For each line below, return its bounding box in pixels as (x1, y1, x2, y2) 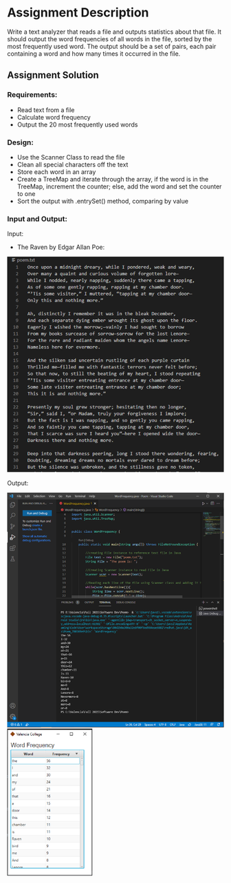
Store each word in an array (16, 167, 96, 176)
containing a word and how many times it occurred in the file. (7, 50, 181, 58)
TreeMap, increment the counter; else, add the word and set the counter (16, 182, 222, 190)
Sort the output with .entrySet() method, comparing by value (16, 197, 189, 205)
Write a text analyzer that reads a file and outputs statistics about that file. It (7, 28, 222, 36)
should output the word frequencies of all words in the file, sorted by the (7, 34, 212, 43)
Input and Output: (7, 214, 67, 224)
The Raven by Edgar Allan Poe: (16, 243, 105, 252)
